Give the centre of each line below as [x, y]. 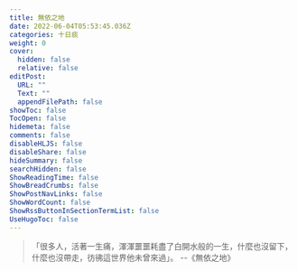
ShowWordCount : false [50, 203]
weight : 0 [28, 43]
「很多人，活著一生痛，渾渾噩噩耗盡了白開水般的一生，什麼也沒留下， [162, 246]
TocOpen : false [38, 118]
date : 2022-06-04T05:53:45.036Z [70, 26]
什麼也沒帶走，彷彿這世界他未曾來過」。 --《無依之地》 [133, 257]
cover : [22, 51]
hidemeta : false [40, 127]
